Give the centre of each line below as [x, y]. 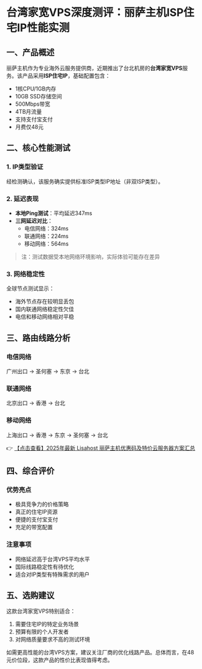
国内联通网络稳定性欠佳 [44, 309]
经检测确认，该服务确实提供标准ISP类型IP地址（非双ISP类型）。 [85, 181]
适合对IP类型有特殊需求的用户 [52, 574]
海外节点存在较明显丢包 [44, 302]
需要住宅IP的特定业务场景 [47, 624]
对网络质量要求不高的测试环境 [52, 640]
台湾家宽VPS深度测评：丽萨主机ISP [95, 13]
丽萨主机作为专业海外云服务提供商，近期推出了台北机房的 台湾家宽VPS [94, 68]
